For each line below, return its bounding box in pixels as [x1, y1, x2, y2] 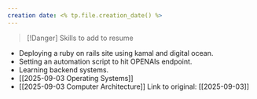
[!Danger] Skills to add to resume [26, 33, 134, 42]
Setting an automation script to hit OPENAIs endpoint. [18, 57, 193, 66]
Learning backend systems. [18, 64, 109, 75]
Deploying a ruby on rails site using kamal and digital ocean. [18, 48, 214, 57]
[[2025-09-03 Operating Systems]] [18, 73, 134, 82]
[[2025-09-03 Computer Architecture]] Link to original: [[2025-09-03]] [18, 82, 249, 91]
